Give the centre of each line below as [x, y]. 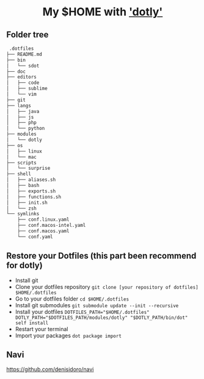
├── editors [21, 77]
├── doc [16, 71]
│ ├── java [23, 111]
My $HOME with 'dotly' [103, 12]
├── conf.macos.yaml [43, 231]
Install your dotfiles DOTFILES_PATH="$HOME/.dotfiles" [82, 312]
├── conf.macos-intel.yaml [52, 226]
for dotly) [24, 266]
